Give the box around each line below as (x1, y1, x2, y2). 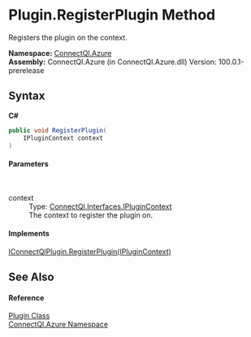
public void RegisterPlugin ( (8, 126, 107, 135)
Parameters (8, 158, 49, 168)
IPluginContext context (23, 134, 104, 142)
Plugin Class (8, 311, 50, 321)
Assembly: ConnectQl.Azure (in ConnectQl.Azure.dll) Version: (8, 57, 217, 67)
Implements (8, 229, 50, 239)
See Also (8, 270, 54, 284)
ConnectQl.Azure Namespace (8, 319, 108, 330)
